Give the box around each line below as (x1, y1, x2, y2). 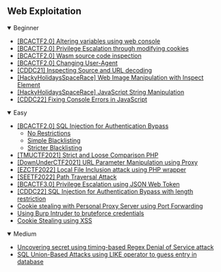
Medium (13, 230, 37, 238)
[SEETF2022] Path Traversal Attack (16, 173, 118, 181)
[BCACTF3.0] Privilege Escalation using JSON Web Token (16, 180, 180, 188)
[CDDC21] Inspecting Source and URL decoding (16, 66, 153, 74)
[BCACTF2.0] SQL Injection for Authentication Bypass (16, 121, 169, 129)
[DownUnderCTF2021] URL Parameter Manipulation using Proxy (16, 158, 198, 166)
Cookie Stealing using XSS (16, 216, 92, 225)
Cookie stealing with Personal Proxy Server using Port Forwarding (16, 201, 203, 210)
